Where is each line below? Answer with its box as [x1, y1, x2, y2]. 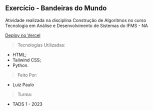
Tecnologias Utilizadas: [17, 42, 66, 48]
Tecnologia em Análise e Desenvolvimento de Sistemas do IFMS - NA [5, 22, 148, 28]
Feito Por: [17, 72, 37, 78]
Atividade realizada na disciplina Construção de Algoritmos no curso [5, 17, 146, 23]
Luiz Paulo [12, 81, 34, 87]
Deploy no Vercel [5, 32, 41, 38]
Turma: [17, 91, 32, 97]
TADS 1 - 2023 [12, 101, 42, 107]
